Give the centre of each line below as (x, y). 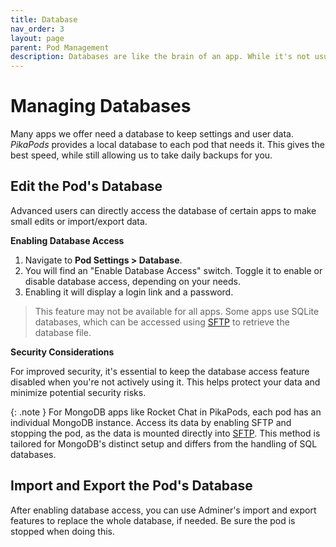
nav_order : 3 (37, 29)
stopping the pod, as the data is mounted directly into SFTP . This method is (165, 433)
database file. (63, 332)
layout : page (37, 38)
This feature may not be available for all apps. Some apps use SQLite (177, 311)
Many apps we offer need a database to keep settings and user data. (152, 134)
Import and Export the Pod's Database (131, 486)
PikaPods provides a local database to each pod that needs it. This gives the (167, 145)
